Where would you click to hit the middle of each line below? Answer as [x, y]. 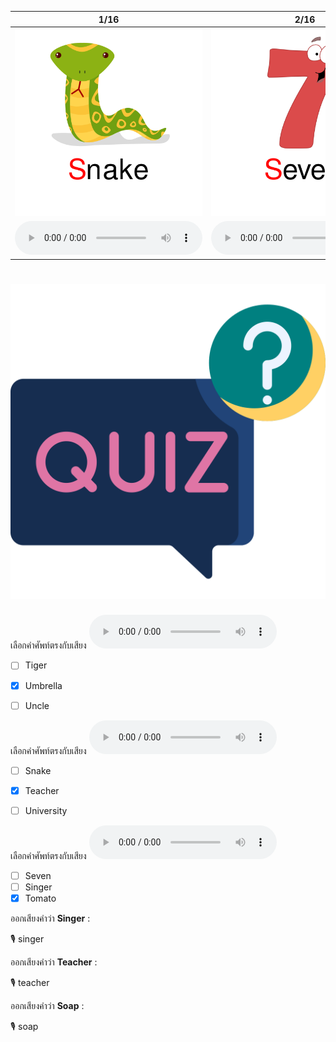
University [46, 810]
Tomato [40, 898]
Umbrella [43, 685]
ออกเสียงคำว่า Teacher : [54, 962]
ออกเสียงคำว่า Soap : [47, 1005]
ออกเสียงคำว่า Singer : [50, 918]
